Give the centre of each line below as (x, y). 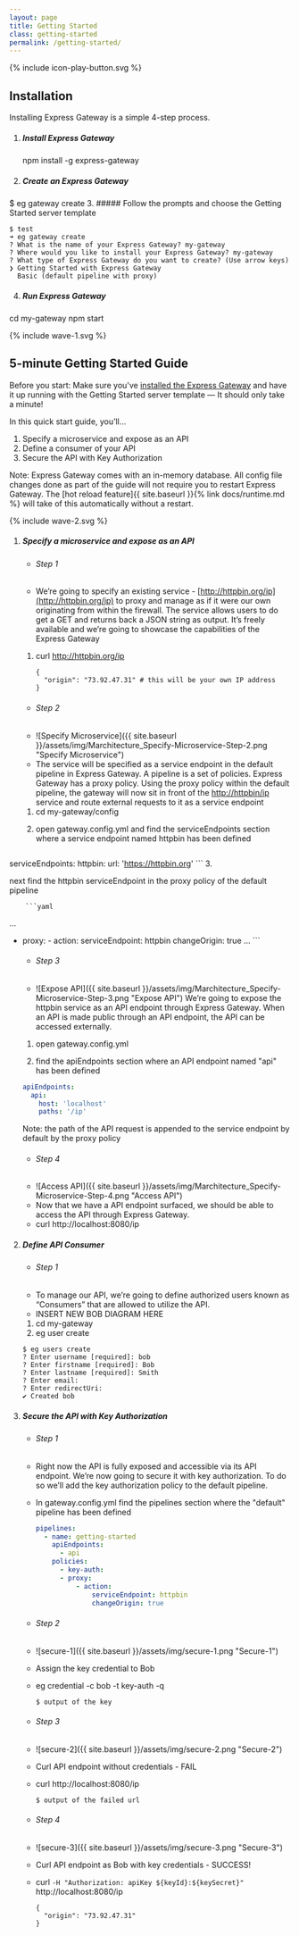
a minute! (26, 404)
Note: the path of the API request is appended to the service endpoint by (156, 1129)
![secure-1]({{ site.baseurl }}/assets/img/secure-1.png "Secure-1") (157, 1651)
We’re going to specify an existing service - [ (118, 591)
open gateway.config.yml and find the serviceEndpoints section (153, 829)
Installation (41, 96)
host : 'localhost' (73, 1104)
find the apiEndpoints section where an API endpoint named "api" (156, 1061)
